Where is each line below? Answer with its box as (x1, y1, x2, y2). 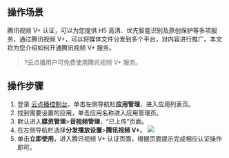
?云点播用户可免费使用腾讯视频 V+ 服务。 (23, 58, 142, 66)
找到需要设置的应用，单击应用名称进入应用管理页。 (17, 108, 163, 117)
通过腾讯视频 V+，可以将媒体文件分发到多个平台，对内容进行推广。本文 (19, 34, 223, 43)
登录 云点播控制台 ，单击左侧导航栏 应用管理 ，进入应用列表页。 (17, 99, 195, 108)
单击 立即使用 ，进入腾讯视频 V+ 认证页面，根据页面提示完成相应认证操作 (17, 134, 222, 143)
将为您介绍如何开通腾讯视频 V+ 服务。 (7, 43, 116, 52)
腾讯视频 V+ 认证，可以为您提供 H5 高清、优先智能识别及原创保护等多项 (7, 26, 212, 34)
